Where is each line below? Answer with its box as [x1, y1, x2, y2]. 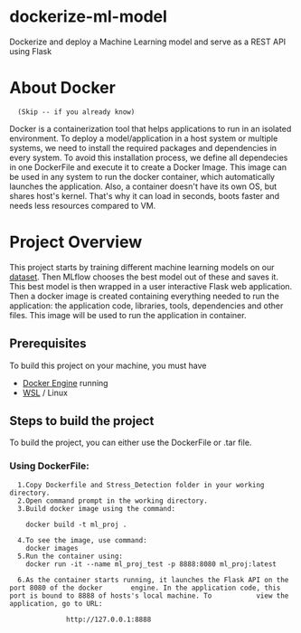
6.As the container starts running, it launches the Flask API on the [17, 575, 289, 584]
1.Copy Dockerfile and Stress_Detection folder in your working [17, 480, 265, 489]
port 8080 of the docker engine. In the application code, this [9, 583, 281, 592]
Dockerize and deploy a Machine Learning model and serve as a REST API [9, 36, 287, 47]
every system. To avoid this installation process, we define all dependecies [9, 152, 288, 163]
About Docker [9, 78, 116, 99]
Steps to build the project [9, 413, 155, 429]
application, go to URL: [9, 599, 103, 608]
